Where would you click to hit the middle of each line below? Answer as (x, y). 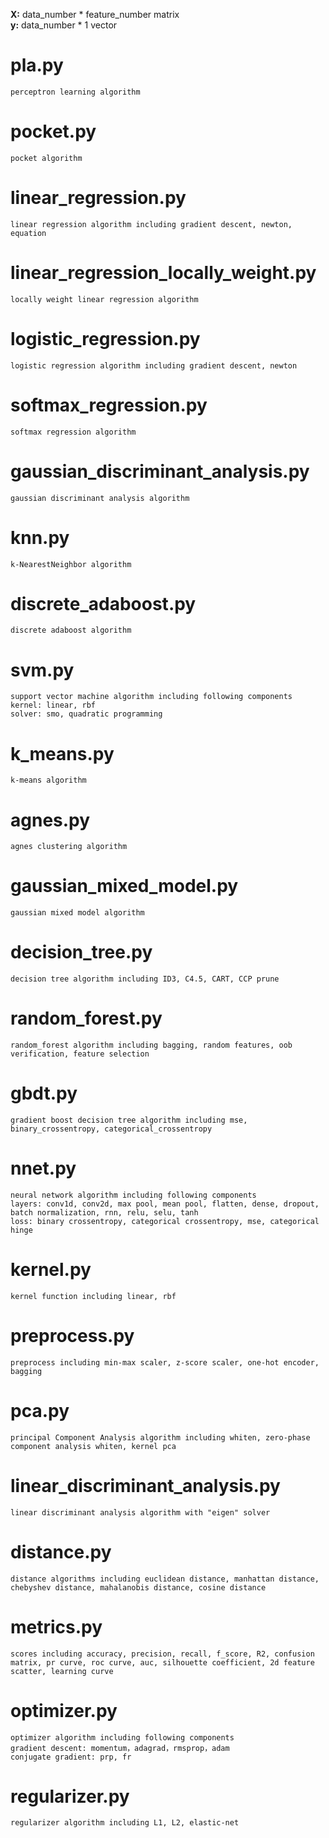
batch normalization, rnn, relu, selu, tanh (104, 1212)
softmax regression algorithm (73, 432)
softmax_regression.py (109, 405)
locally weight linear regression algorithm (104, 299)
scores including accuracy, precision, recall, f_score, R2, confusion (162, 1654)
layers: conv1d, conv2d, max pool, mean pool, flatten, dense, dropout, (165, 1204)
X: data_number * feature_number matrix (95, 14)
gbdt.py (44, 1093)
